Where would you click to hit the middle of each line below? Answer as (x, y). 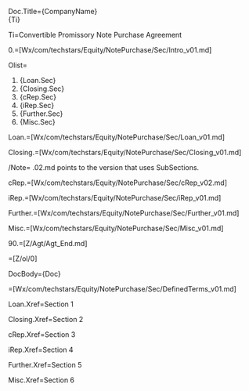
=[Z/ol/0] (23, 259)
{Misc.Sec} (38, 122)
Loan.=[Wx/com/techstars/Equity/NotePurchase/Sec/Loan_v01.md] (117, 137)
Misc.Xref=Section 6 (41, 380)
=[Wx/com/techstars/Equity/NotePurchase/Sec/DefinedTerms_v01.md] (123, 289)
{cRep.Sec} (38, 97)
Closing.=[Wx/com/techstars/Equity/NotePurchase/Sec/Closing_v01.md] (125, 152)
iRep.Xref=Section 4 (41, 349)
